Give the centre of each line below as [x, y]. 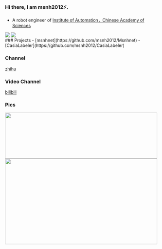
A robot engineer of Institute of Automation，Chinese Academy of [78, 20]
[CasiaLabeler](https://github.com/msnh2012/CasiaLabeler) [65, 45]
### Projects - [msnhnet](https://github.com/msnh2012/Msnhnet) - [73, 41]
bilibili [11, 92]
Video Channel [23, 82]
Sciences [21, 26]
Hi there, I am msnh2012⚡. [37, 7]
